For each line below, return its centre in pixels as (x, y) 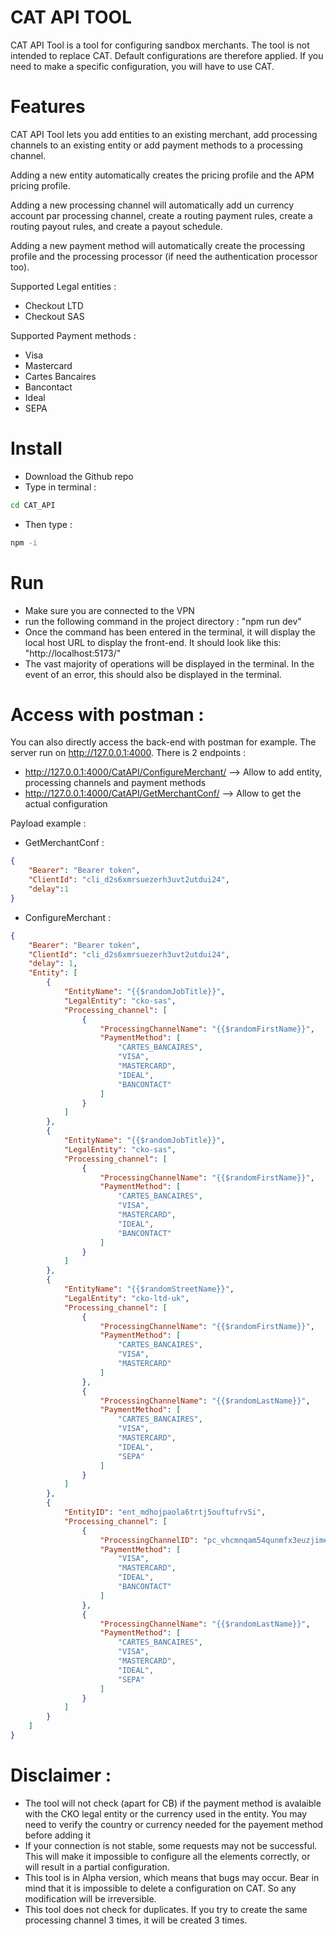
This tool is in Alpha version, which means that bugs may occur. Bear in (172, 1877)
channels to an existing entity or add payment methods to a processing (156, 145)
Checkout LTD (54, 305)
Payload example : (48, 823)
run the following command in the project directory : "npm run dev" (163, 621)
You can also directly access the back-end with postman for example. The (163, 742)
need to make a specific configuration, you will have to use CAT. (142, 66)
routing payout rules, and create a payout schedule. (116, 226)
